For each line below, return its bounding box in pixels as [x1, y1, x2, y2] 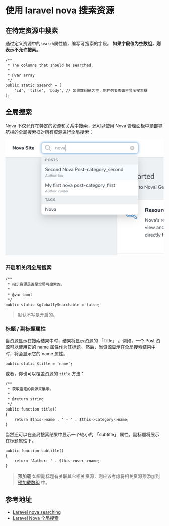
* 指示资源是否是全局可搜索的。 [7, 282, 64, 287]
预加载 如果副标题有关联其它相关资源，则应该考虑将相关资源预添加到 [17, 473, 160, 479]
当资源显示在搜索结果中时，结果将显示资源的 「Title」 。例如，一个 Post [5, 338, 155, 344]
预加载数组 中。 [17, 480, 50, 486]
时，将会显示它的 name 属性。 [5, 350, 68, 357]
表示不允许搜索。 [5, 47, 41, 53]
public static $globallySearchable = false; [5, 302, 100, 307]
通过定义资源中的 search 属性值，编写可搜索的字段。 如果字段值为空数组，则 [5, 41, 161, 46]
